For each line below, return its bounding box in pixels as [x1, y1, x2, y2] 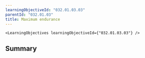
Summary [5, 44, 37, 53]
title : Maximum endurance [5, 17, 60, 22]
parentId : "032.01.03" [5, 12, 53, 17]
